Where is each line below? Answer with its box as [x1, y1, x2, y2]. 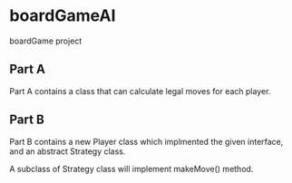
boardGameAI [9, 5, 116, 26]
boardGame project [9, 35, 83, 46]
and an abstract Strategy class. [9, 146, 126, 157]
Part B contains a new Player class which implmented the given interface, [9, 136, 284, 147]
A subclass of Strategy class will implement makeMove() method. [9, 163, 254, 174]
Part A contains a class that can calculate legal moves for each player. [9, 85, 271, 96]
